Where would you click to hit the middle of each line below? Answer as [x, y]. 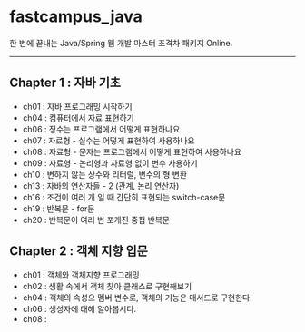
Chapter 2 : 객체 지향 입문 [79, 251]
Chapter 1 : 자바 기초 [65, 83]
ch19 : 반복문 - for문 [59, 208]
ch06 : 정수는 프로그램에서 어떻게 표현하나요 [101, 129]
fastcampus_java [76, 17]
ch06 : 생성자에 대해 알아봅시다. [79, 308]
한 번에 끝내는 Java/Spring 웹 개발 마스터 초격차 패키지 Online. [121, 43]
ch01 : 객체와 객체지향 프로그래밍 [81, 275]
